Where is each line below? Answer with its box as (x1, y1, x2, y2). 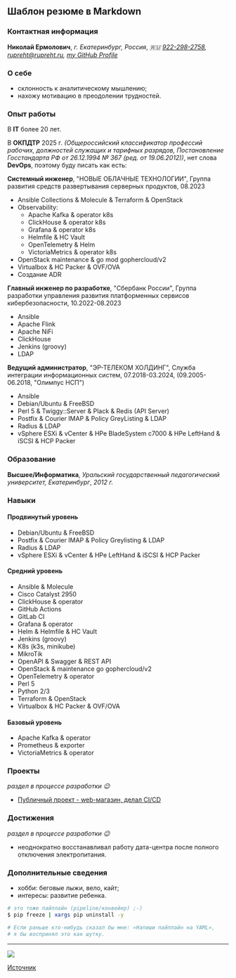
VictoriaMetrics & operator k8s (27, 248, 117, 256)
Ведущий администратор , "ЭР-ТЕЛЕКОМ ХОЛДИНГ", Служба (7, 363, 196, 372)
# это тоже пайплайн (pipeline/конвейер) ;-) (7, 905, 143, 912)
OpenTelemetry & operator (17, 672, 95, 680)
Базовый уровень (7, 718, 62, 726)
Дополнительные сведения (7, 868, 107, 878)
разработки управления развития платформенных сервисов (7, 292, 190, 300)
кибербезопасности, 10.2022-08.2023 (7, 299, 122, 308)
